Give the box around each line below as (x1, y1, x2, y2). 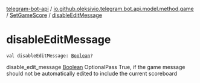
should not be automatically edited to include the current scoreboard (6, 70, 178, 77)
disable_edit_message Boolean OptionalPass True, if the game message (6, 63, 185, 70)
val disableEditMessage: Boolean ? (6, 53, 94, 59)
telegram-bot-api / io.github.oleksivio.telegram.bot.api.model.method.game (6, 5, 195, 12)
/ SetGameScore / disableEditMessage (6, 12, 103, 19)
